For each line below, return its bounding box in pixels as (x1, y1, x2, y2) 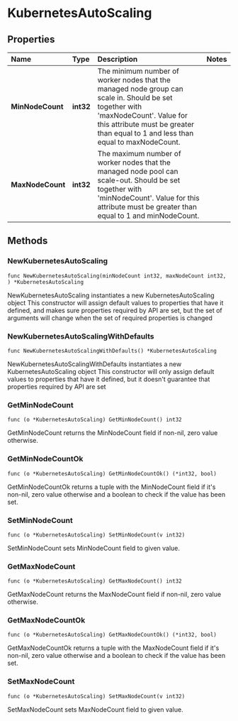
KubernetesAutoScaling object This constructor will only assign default (7, 367, 215, 375)
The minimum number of (97, 66, 179, 76)
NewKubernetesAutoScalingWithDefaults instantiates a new (7, 360, 182, 368)
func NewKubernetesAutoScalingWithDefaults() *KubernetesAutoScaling (7, 347, 217, 354)
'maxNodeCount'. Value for (97, 111, 188, 120)
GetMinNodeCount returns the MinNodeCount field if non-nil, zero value (7, 429, 218, 437)
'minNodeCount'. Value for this (97, 193, 200, 203)
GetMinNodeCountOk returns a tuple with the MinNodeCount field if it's (7, 483, 216, 491)
